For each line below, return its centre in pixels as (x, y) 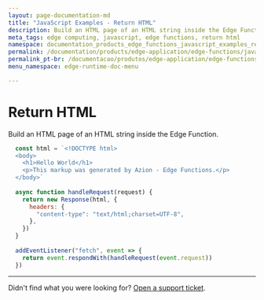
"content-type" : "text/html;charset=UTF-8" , (110, 214)
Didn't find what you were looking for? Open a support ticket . (107, 287)
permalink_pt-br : (37, 60)
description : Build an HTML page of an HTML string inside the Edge (123, 30)
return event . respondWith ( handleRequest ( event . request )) (117, 258)
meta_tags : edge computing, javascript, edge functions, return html (125, 37)
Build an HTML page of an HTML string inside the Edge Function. (113, 134)
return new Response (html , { (70, 199)
